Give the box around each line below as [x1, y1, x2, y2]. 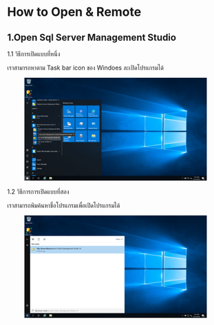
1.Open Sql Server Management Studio [7, 32, 177, 43]
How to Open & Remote [7, 4, 142, 20]
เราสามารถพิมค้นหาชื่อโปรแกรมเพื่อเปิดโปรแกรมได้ [7, 201, 120, 209]
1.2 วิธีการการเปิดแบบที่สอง [7, 187, 69, 196]
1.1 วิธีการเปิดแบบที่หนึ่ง [7, 50, 61, 58]
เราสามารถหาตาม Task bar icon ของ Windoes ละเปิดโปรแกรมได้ [7, 63, 164, 72]
